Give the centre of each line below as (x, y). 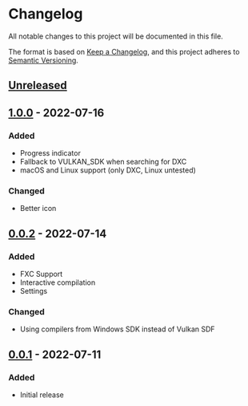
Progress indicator (50, 153)
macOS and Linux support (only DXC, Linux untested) (108, 170)
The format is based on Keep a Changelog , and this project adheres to (124, 51)
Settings (34, 291)
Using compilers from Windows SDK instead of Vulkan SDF (117, 329)
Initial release (42, 395)
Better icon (38, 209)
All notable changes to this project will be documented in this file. (116, 36)
